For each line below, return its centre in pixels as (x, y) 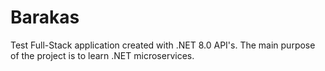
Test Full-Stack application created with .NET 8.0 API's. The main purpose (163, 45)
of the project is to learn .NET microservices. (102, 55)
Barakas (45, 17)
